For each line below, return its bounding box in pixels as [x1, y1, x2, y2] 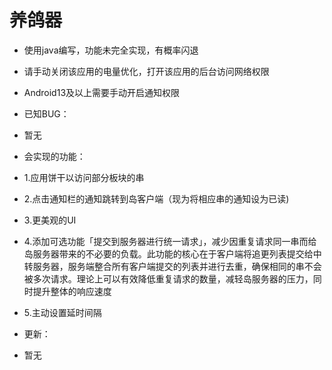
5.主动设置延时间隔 [23, 306, 102, 318]
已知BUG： [23, 107, 70, 120]
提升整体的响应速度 [32, 285, 112, 297]
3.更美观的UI [23, 214, 77, 226]
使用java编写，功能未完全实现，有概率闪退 [23, 44, 199, 56]
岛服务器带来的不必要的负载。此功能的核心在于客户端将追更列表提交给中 [23, 247, 322, 260]
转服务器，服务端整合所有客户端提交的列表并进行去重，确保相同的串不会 [23, 260, 322, 272]
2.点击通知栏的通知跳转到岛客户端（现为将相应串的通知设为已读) [23, 192, 290, 205]
